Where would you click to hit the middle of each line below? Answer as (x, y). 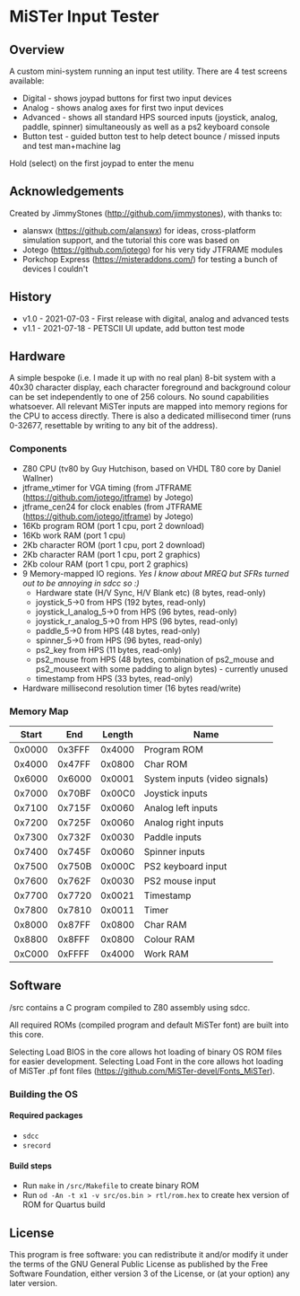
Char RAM (165, 925)
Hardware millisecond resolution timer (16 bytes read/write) (132, 688)
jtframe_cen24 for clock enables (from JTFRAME (112, 507)
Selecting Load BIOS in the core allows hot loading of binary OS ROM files (146, 1052)
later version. (34, 1283)
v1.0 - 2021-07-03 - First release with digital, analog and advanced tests (155, 318)
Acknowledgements (67, 192)
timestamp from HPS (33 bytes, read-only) (114, 678)
